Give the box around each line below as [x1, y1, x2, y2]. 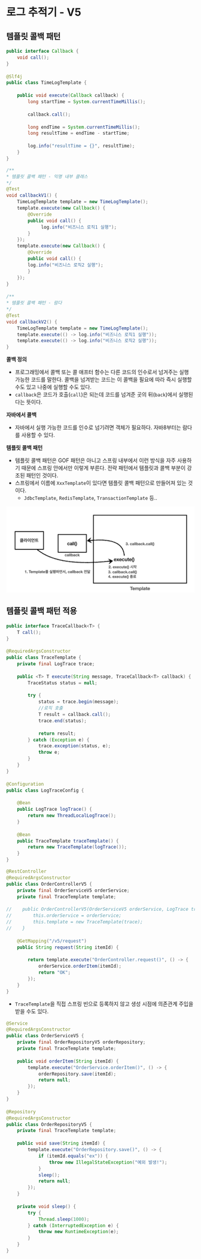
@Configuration [6, 781, 44, 787]
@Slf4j [6, 73, 23, 80]
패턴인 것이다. [26, 472, 59, 479]
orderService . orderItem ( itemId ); [38, 963, 121, 970]
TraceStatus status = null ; [28, 680, 98, 686]
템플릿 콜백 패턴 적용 [6, 606, 77, 616]
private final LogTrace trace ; [17, 661, 95, 667]
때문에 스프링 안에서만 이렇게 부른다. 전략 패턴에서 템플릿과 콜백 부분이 [21, 464, 186, 472]
